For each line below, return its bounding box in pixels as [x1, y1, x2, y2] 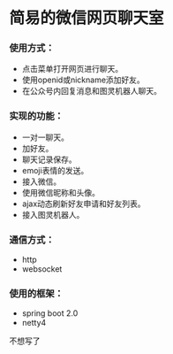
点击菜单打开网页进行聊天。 [21, 64, 124, 74]
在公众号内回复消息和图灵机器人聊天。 [21, 86, 162, 96]
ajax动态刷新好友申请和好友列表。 [21, 198, 146, 209]
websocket [21, 264, 63, 274]
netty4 [21, 318, 47, 328]
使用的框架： [9, 288, 64, 299]
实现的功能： [9, 110, 64, 122]
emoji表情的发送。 [21, 165, 89, 175]
